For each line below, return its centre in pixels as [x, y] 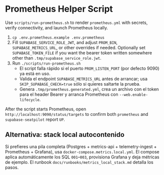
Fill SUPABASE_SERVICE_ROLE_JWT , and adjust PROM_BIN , [65, 42]
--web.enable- [134, 95]
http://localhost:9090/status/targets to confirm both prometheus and [77, 114]
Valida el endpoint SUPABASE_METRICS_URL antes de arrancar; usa [83, 79]
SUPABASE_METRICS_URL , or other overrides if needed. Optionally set [79, 47]
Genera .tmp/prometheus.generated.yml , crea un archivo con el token [89, 89]
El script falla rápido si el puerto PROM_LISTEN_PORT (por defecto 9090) [89, 68]
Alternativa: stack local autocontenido [65, 135]
